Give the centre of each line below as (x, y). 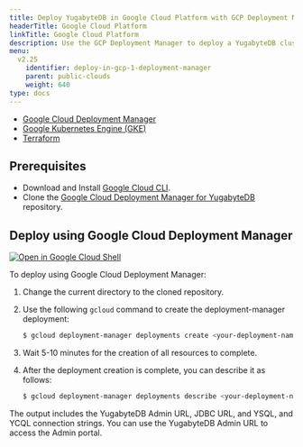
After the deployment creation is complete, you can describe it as (144, 370)
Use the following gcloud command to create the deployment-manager (154, 310)
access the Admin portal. (56, 433)
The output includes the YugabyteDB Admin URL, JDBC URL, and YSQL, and (151, 413)
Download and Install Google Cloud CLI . (96, 188)
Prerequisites (48, 166)
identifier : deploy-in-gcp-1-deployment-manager (119, 68)
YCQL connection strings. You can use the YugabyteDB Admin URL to (139, 423)
